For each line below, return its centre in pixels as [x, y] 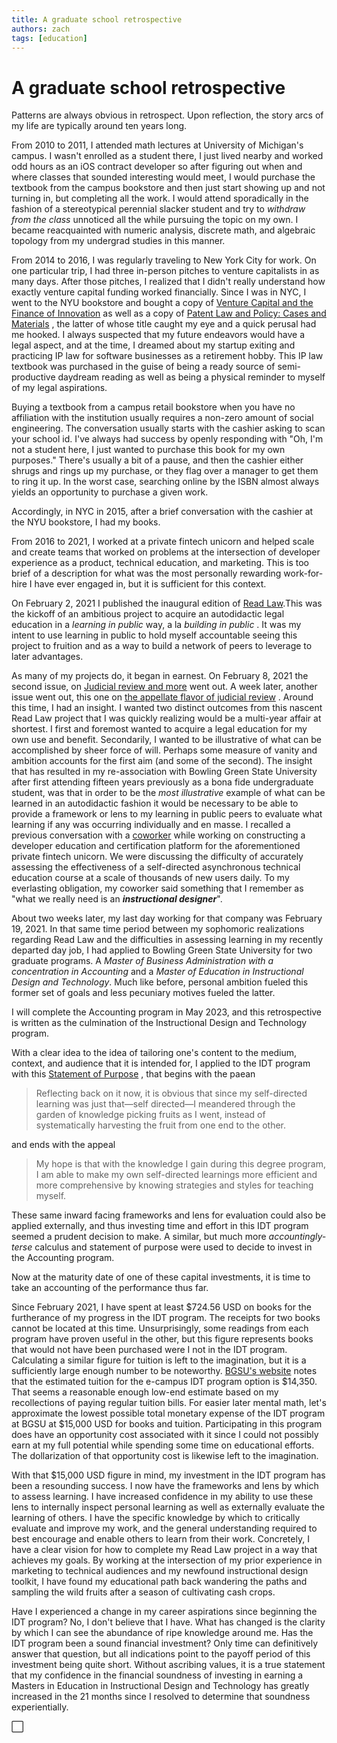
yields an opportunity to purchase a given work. [110, 492]
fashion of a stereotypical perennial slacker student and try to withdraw [158, 209]
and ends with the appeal [63, 1145]
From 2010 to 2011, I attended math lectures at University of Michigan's [157, 145]
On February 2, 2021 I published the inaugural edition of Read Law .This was [167, 603]
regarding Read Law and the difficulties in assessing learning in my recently [167, 940]
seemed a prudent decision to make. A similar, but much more [139, 1237]
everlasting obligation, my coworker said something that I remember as [157, 888]
